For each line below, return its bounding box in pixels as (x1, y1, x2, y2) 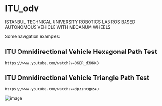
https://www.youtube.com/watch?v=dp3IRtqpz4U (5, 87, 99, 91)
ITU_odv (5, 3, 39, 14)
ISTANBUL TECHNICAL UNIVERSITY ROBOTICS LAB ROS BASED (5, 19, 136, 25)
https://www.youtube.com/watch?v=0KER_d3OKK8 (5, 60, 99, 66)
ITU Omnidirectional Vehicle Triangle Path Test (5, 74, 150, 82)
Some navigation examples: (5, 34, 61, 39)
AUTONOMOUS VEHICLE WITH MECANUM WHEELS (5, 24, 111, 30)
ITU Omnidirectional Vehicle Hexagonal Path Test (5, 48, 157, 56)
